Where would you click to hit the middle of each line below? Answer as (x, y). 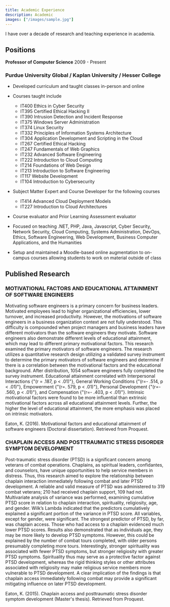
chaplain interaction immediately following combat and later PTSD (74, 481)
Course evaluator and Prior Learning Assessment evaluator (74, 217)
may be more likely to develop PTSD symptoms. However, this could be (80, 535)
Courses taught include (37, 96)
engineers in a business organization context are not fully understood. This (83, 322)
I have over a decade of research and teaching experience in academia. (80, 34)
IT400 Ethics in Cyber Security (52, 106)
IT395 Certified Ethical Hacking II (55, 111)
